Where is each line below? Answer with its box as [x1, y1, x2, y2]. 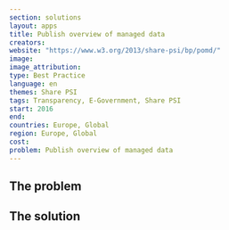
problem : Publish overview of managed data [9, 145, 174, 154]
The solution [9, 209, 81, 224]
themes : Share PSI [9, 87, 78, 96]
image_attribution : [9, 63, 82, 72]
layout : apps [9, 21, 58, 30]
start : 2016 [9, 104, 53, 113]
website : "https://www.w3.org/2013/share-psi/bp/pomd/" [9, 46, 221, 55]
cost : [9, 137, 29, 146]
